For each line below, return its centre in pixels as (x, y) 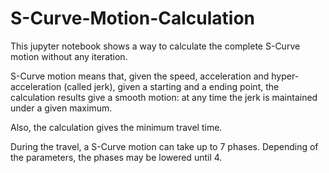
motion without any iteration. (69, 56)
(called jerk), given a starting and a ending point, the (171, 86)
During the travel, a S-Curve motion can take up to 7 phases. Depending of (164, 146)
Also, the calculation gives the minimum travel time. (116, 127)
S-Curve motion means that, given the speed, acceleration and (140, 76)
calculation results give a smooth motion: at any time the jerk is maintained (164, 97)
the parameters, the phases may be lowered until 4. (116, 157)
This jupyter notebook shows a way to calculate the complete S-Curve (155, 46)
